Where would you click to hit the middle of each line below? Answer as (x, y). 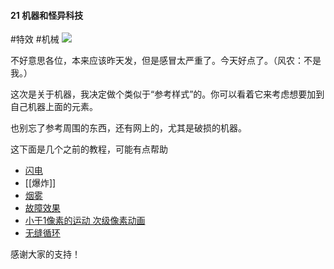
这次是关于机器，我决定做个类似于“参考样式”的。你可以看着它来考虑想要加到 (167, 94)
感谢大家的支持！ (45, 254)
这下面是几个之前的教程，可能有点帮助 (89, 149)
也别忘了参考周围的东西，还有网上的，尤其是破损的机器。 (128, 128)
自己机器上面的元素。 (54, 107)
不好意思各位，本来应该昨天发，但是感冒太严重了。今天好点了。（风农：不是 (166, 61)
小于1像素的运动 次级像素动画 (85, 221)
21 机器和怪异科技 (47, 15)
